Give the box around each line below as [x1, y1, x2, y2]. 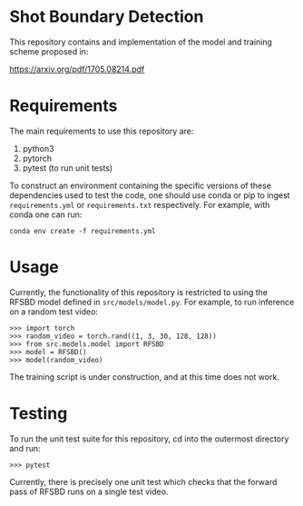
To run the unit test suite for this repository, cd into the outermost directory [9, 433, 289, 444]
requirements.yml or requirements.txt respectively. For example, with [9, 199, 270, 210]
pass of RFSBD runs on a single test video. [9, 486, 169, 497]
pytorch [22, 153, 53, 164]
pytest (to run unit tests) [22, 162, 113, 174]
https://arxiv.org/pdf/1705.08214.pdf [9, 64, 145, 74]
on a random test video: [9, 306, 98, 317]
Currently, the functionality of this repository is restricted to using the [9, 286, 268, 297]
